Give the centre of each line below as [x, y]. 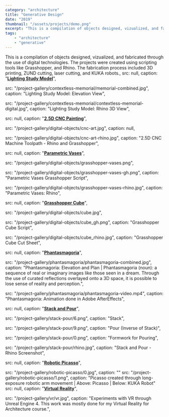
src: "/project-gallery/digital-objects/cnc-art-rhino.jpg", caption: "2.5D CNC [83, 138]
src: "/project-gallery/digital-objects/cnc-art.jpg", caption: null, [70, 128]
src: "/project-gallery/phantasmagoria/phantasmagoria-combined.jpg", [78, 262]
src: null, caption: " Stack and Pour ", [42, 308]
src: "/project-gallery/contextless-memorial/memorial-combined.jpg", [77, 88]
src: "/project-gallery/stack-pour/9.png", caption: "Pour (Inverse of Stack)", [83, 328]
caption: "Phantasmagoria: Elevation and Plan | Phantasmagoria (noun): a [81, 267]
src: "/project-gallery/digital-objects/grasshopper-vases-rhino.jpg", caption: [84, 187]
